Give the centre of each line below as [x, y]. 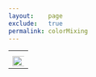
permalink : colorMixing [48, 31]
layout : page [35, 16]
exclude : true [35, 24]
